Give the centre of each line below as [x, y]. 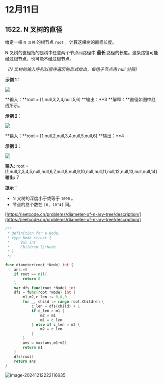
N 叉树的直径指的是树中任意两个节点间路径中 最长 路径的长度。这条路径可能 [82, 52]
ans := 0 [21, 270]
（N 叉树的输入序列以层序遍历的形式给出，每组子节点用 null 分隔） [72, 69]
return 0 [32, 279]
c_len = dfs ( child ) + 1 [55, 306]
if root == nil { [31, 274]
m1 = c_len [51, 320]
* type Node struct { [29, 238]
